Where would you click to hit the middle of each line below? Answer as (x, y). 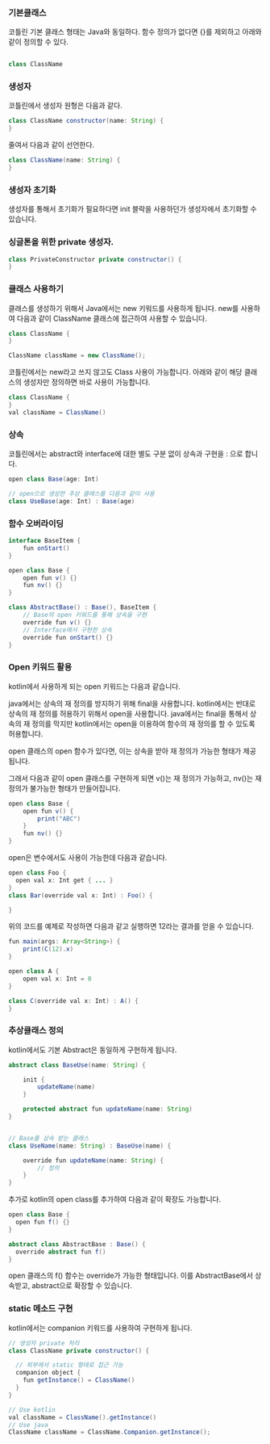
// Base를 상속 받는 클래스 (49, 1138)
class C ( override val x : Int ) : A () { (73, 1001)
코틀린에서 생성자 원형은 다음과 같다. (65, 106)
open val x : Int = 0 (57, 979)
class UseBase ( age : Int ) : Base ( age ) (72, 501)
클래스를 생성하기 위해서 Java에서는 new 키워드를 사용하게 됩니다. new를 (124, 308)
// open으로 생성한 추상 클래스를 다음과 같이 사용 (81, 494)
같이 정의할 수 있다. (38, 42)
